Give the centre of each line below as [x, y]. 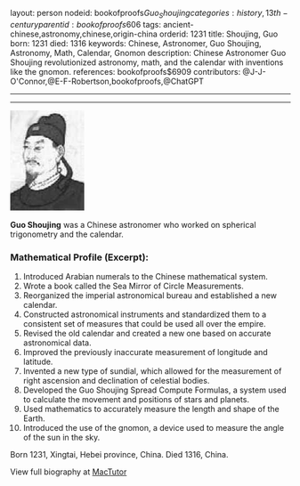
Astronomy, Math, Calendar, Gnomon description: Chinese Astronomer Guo [148, 53]
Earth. [34, 418]
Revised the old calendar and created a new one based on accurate [147, 334]
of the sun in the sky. [61, 437]
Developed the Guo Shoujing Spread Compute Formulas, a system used [155, 390]
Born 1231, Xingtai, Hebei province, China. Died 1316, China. [119, 455]
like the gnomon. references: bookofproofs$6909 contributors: [126, 71]
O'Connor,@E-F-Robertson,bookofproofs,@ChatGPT [107, 81]
